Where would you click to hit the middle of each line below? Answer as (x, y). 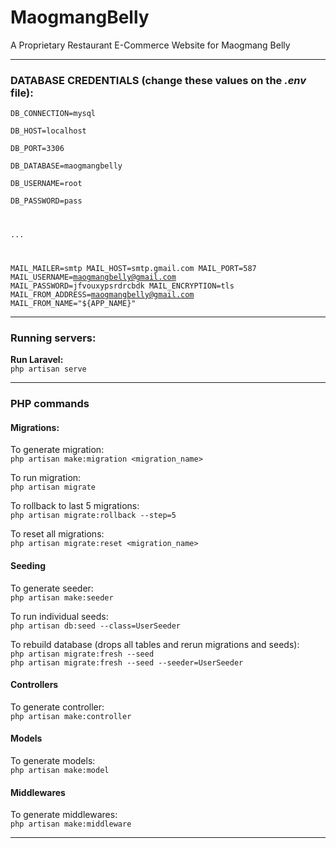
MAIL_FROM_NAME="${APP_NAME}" (73, 304)
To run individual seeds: (59, 616)
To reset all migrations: (57, 534)
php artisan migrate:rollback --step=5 (93, 516)
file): (22, 93)
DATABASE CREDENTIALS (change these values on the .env (158, 80)
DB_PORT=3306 (37, 149)
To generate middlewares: (64, 815)
